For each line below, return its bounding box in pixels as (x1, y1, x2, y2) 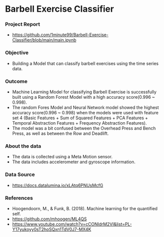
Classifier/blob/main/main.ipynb (12, 37, 77, 43)
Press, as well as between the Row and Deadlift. (12, 130, 109, 136)
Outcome (5, 78, 28, 85)
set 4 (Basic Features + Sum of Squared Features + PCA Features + (12, 115, 148, 121)
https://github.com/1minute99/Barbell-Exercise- (12, 32, 109, 38)
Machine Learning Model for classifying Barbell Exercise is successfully (12, 89, 157, 95)
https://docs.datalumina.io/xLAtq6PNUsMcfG (12, 182, 103, 188)
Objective (5, 49, 29, 56)
